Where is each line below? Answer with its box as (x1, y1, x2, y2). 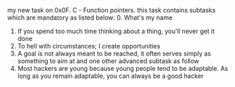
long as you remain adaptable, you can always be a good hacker (17, 72, 204, 80)
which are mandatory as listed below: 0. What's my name (7, 13, 173, 22)
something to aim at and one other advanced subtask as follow (17, 57, 200, 65)
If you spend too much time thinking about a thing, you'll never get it (17, 27, 215, 35)
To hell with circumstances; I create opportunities (17, 42, 161, 50)
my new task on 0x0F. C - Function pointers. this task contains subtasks (7, 6, 216, 14)
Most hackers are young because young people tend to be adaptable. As (17, 65, 229, 72)
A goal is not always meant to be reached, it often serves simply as (17, 49, 212, 58)
